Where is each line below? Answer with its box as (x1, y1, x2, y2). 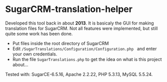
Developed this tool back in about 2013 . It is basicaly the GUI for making (5, 20, 154, 26)
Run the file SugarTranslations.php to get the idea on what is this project (12, 56, 162, 62)
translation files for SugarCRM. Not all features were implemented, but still (5, 25, 158, 31)
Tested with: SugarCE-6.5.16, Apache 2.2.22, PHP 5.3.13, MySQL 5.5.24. (5, 71, 153, 77)
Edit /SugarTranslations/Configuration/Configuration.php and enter (12, 45, 157, 51)
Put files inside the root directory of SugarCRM (12, 40, 109, 46)
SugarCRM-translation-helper (5, 3, 132, 15)
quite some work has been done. (5, 30, 73, 36)
